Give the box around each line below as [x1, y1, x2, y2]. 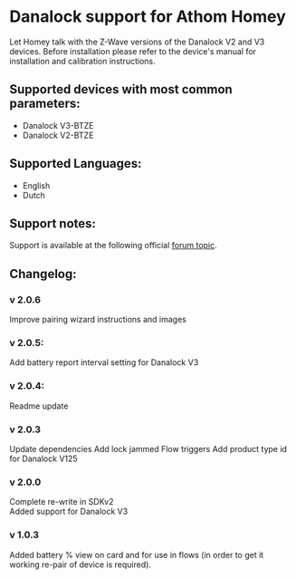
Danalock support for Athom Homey [9, 6, 287, 27]
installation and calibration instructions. [9, 55, 156, 66]
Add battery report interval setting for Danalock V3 [9, 357, 199, 368]
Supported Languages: [9, 156, 142, 171]
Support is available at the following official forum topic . [9, 240, 217, 251]
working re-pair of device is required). [9, 559, 152, 570]
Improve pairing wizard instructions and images [9, 314, 187, 325]
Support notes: [9, 216, 97, 231]
